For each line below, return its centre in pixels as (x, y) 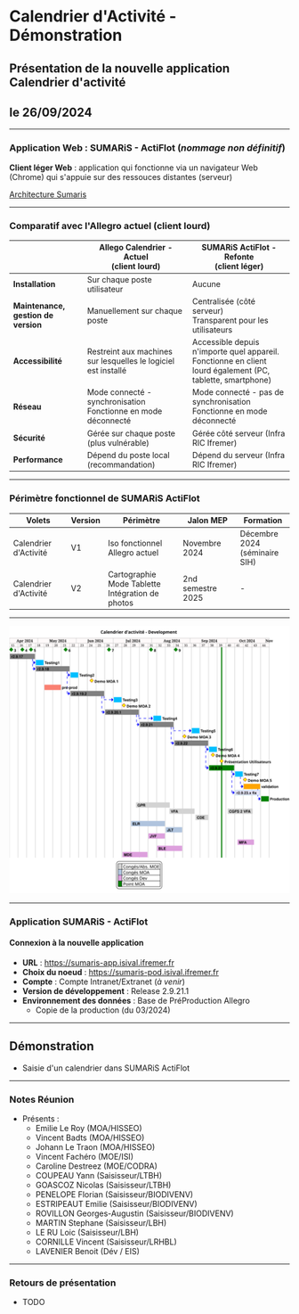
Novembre (202, 543)
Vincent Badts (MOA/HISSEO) (90, 1137)
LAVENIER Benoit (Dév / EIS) (88, 1251)
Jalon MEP (208, 521)
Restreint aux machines (130, 352)
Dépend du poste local (129, 455)
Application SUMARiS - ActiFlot (79, 922)
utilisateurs (213, 329)
